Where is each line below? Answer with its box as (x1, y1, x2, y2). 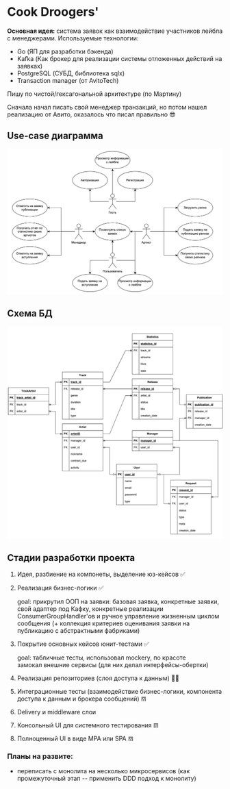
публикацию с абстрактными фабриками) (16, 627, 140, 635)
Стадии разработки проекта (7, 552, 136, 564)
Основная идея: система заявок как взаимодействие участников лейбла (7, 27, 223, 35)
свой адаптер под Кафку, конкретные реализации (16, 605, 164, 613)
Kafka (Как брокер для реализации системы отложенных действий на (16, 54, 222, 62)
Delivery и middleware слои (16, 708, 97, 716)
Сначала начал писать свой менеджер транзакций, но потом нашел (7, 103, 207, 111)
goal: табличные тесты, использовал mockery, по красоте (16, 653, 186, 662)
